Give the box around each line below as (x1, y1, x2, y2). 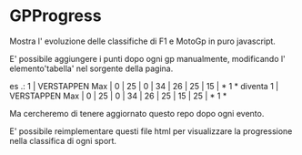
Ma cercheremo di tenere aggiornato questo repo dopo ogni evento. (9, 108, 265, 119)
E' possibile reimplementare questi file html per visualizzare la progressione (9, 125, 293, 137)
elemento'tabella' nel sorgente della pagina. (9, 63, 174, 74)
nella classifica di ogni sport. (9, 135, 116, 146)
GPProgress (9, 5, 102, 26)
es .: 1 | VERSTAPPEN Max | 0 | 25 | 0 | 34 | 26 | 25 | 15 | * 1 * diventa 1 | (9, 80, 279, 91)
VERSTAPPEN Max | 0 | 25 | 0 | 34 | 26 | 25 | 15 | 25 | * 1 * (9, 90, 227, 101)
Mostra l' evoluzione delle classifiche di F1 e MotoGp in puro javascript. (9, 36, 276, 46)
